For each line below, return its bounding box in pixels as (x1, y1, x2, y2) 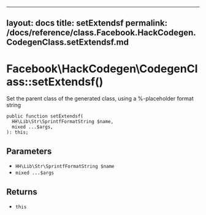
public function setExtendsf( (6, 113, 84, 119)
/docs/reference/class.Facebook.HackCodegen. (6, 28, 196, 38)
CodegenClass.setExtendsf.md (6, 37, 129, 48)
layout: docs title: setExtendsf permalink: (6, 18, 168, 28)
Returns (6, 186, 38, 197)
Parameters (6, 146, 52, 156)
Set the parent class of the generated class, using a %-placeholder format (6, 95, 194, 102)
